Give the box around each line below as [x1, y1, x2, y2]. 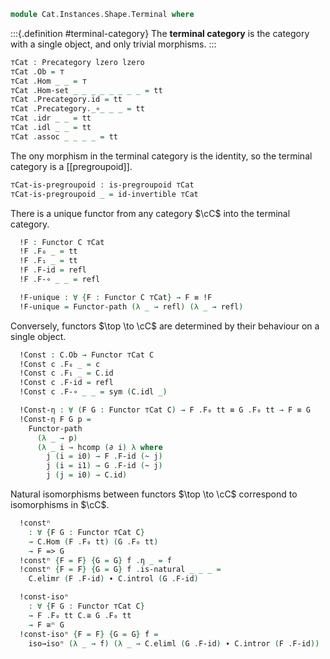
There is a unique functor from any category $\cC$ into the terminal [10, 207, 291, 219]
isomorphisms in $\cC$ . [10, 499, 110, 510]
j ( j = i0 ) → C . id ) [46, 470, 128, 480]
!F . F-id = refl [19, 265, 87, 275]
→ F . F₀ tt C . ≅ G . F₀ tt [28, 610, 132, 620]
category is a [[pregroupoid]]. [10, 160, 133, 172]
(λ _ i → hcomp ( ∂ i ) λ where [36, 442, 163, 452]
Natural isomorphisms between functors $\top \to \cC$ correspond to [10, 488, 298, 500]
